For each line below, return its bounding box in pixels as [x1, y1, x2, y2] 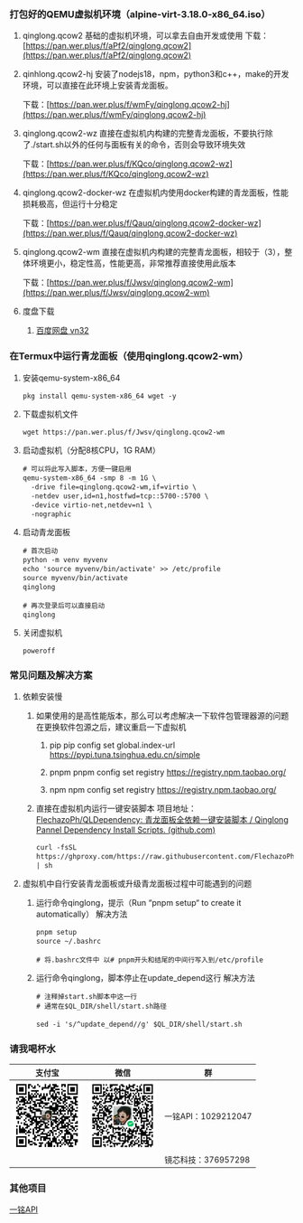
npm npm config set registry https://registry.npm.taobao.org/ [49, 784, 277, 795]
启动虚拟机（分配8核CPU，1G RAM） [22, 445, 161, 456]
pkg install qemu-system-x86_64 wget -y [22, 391, 177, 400]
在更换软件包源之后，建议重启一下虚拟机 [35, 721, 187, 732]
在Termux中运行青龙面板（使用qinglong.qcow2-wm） [9, 350, 249, 362]
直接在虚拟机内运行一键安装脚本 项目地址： [35, 803, 197, 814]
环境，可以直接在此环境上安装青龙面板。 [22, 80, 173, 91]
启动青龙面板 [22, 526, 70, 537]
